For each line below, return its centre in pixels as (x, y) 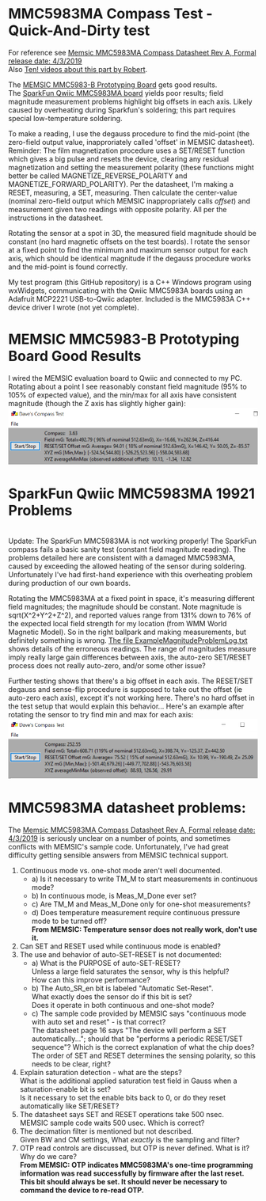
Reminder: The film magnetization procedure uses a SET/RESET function (127, 150)
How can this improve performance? (91, 979)
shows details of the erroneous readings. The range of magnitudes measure (132, 648)
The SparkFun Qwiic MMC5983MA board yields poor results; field (116, 93)
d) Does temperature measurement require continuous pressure (136, 912)
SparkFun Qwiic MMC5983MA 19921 (131, 494)
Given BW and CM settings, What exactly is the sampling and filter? (129, 1139)
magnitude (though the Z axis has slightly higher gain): (97, 403)
